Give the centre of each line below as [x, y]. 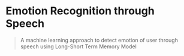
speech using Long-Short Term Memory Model [79, 46]
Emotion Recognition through [80, 11]
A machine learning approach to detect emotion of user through [99, 40]
